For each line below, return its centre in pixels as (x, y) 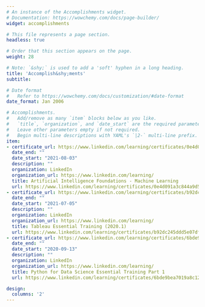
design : (16, 289)
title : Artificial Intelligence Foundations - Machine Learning (95, 181)
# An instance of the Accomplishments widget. (67, 12)
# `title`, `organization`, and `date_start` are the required (91, 124)
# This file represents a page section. (59, 34)
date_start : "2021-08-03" (45, 158)
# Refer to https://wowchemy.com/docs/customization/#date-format (95, 96)
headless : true (26, 40)
